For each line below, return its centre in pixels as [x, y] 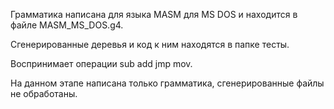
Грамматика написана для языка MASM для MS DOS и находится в [154, 14]
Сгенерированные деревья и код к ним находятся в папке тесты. [150, 44]
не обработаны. [44, 93]
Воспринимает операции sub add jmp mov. [101, 63]
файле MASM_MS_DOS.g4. [67, 25]
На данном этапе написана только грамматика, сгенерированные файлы [167, 83]
